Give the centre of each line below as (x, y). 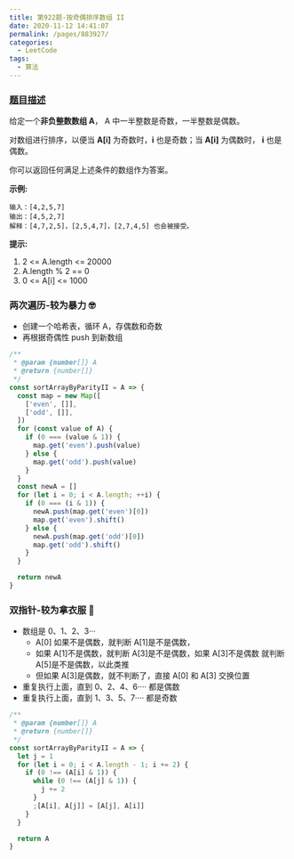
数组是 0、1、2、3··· (59, 631)
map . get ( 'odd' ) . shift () (77, 545)
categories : (31, 42)
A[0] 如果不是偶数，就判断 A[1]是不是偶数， (115, 643)
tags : (19, 59)
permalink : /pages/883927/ (59, 34)
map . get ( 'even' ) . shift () (79, 520)
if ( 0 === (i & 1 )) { (65, 504)
